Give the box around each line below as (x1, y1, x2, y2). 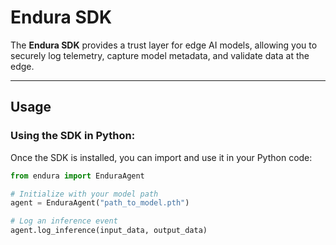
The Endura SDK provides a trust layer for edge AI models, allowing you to (10, 39, 318, 51)
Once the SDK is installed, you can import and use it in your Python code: (10, 151, 313, 163)
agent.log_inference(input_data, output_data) (10, 226, 208, 236)
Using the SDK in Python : (10, 129, 136, 143)
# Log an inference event (10, 216, 118, 226)
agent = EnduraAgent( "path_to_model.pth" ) (10, 198, 190, 208)
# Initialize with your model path (10, 189, 159, 199)
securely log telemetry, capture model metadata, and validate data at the (10, 49, 310, 61)
